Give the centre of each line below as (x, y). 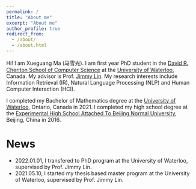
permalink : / (23, 12)
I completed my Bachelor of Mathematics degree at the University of (91, 100)
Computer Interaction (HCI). (41, 89)
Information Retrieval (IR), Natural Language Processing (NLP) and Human (98, 82)
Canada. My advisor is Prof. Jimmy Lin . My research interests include (92, 76)
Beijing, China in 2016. (34, 119)
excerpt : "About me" (32, 23)
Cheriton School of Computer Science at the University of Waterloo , (90, 70)
